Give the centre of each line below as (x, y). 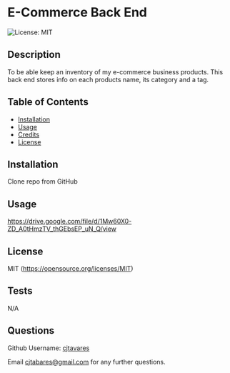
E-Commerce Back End (77, 13)
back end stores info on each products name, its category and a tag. (108, 79)
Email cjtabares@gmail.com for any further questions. (86, 362)
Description (34, 55)
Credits (29, 134)
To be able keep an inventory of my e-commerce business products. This (115, 71)
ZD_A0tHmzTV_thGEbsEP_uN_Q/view (62, 229)
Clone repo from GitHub (42, 181)
